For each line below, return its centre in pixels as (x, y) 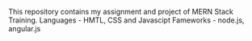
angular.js (25, 29)
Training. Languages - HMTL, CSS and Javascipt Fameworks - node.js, (126, 20)
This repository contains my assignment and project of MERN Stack (121, 12)
